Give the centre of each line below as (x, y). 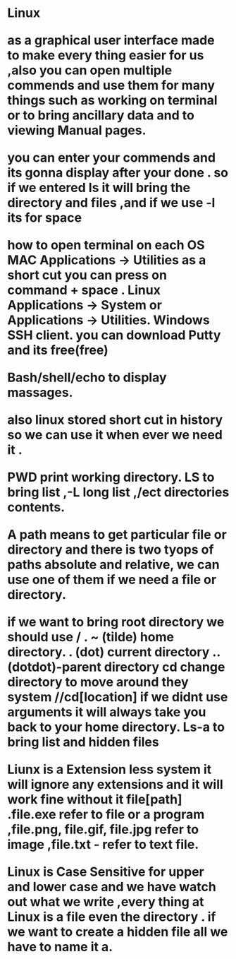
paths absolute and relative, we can (113, 565)
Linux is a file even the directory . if (112, 917)
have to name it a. (60, 947)
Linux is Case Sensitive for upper (106, 872)
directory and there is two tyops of (111, 550)
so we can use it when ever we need (115, 435)
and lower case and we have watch (112, 887)
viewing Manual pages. (77, 130)
